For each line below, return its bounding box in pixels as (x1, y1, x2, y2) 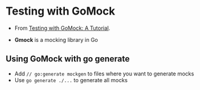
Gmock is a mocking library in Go (14, 36, 98, 43)
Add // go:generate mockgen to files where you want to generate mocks (14, 70, 195, 77)
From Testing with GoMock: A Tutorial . (14, 24, 110, 32)
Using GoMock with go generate (5, 54, 130, 64)
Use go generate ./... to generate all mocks (14, 76, 128, 83)
